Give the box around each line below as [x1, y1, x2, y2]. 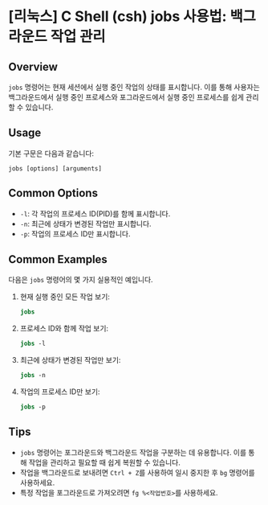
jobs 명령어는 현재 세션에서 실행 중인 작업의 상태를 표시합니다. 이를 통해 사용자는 [8, 82, 261, 92]
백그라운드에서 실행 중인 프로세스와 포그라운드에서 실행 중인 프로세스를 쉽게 [8, 92, 245, 101]
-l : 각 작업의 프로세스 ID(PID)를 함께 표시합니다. [19, 208, 171, 218]
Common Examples [8, 252, 108, 266]
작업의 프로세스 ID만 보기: [19, 387, 100, 396]
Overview [8, 60, 59, 73]
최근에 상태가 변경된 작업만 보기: [19, 355, 121, 365]
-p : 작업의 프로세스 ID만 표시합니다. [19, 228, 131, 238]
